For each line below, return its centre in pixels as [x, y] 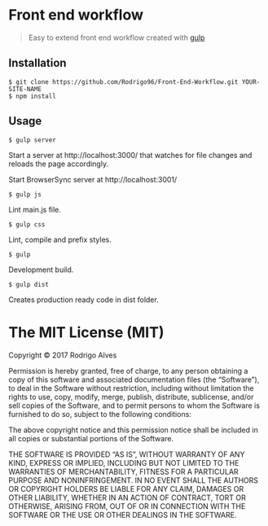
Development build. [41, 270]
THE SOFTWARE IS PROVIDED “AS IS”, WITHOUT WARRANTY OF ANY [127, 454]
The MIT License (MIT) [86, 332]
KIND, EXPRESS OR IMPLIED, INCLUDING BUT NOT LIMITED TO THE [124, 462]
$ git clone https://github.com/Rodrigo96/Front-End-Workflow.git [123, 82]
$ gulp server [33, 140]
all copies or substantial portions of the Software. [91, 438]
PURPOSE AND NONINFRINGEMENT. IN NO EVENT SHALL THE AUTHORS [134, 480]
